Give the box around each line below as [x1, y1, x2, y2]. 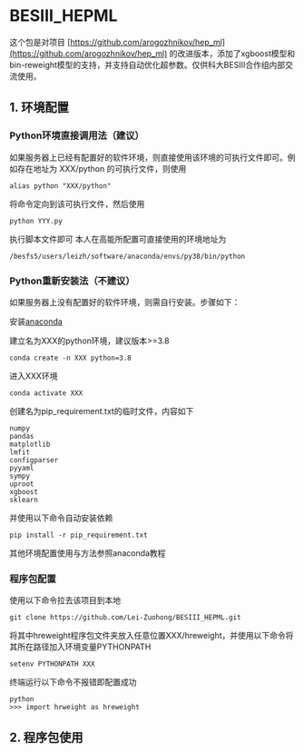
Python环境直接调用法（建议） [9, 129, 145, 142]
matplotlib [9, 440, 51, 449]
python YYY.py [9, 216, 64, 225]
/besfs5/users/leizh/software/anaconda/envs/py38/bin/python [9, 252, 246, 261]
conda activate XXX [9, 388, 83, 398]
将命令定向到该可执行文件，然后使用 [9, 198, 145, 209]
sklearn [9, 495, 39, 504]
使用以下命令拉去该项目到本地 [9, 595, 121, 606]
